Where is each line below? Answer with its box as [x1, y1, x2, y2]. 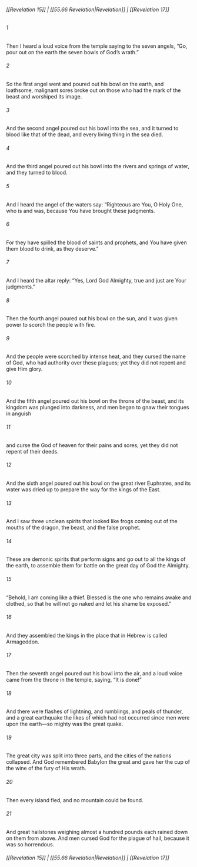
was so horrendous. [6, 840, 55, 848]
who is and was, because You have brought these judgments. [6, 207, 155, 214]
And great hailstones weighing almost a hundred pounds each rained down [6, 828, 188, 835]
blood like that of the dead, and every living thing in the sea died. [6, 131, 163, 138]
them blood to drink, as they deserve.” [6, 245, 99, 252]
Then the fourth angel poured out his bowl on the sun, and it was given [6, 315, 178, 322]
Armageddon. [6, 638, 39, 645]
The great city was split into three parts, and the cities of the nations [6, 752, 172, 759]
